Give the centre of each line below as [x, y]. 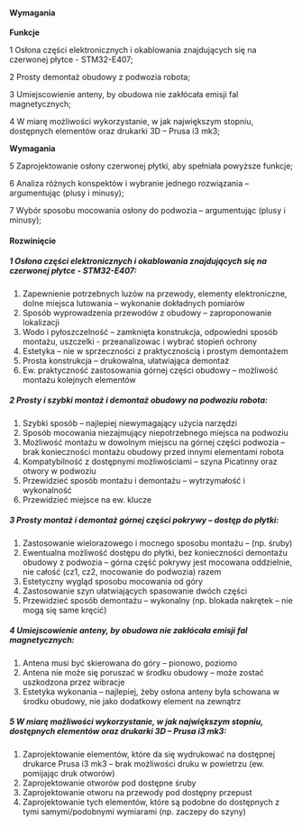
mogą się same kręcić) [64, 610]
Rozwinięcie [33, 241]
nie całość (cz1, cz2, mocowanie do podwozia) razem [122, 571]
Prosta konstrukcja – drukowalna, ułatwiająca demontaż [126, 360]
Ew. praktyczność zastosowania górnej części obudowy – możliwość [150, 370]
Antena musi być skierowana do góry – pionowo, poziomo [130, 663]
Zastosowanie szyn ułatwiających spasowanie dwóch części [135, 591]
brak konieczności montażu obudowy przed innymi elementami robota [153, 451]
